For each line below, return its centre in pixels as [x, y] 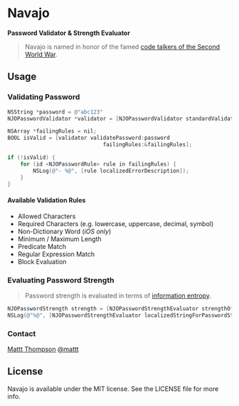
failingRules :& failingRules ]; [148, 145]
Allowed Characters [47, 216]
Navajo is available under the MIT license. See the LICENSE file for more [113, 389]
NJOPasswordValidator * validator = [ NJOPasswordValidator [95, 118]
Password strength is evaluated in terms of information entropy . [118, 295]
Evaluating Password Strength [61, 280]
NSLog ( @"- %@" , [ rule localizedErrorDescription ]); [111, 171]
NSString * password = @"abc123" [55, 112]
